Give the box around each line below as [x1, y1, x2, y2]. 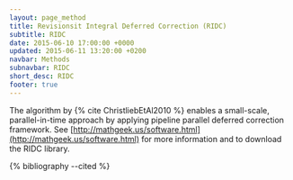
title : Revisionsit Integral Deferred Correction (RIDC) [9, 22, 227, 31]
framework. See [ [9, 123, 74, 135]
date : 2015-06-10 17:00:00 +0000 [9, 38, 135, 48]
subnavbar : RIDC [9, 64, 70, 73]
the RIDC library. [9, 143, 70, 154]
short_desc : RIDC [9, 72, 75, 81]
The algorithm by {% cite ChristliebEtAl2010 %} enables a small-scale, [9, 104, 270, 115]
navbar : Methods [9, 55, 70, 64]
